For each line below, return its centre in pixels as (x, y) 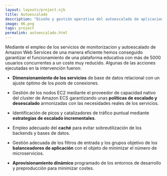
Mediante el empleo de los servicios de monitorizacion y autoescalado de (81, 47)
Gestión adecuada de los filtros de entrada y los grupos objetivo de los (85, 143)
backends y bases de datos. (41, 133)
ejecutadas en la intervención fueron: (43, 68)
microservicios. (28, 153)
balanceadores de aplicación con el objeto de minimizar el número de (84, 148)
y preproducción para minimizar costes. (53, 168)
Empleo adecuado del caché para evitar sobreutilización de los (77, 128)
